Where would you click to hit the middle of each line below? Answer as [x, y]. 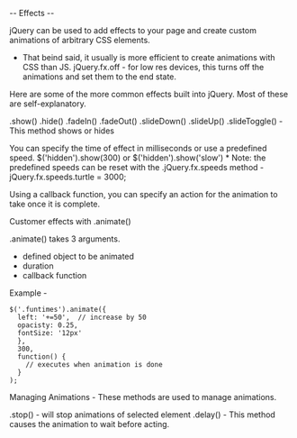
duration [38, 266]
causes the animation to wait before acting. [90, 424]
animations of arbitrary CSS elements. [80, 40]
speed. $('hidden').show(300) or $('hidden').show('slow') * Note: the [138, 158]
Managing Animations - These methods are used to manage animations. [143, 397]
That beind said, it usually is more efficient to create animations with [149, 57]
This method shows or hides [62, 131]
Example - [28, 293]
